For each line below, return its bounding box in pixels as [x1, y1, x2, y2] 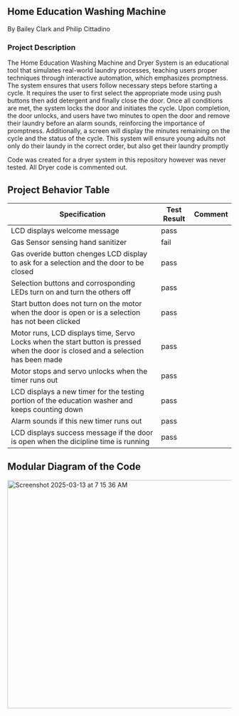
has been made [11, 354, 63, 364]
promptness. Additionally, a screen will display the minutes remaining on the [7, 127, 230, 135]
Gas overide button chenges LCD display [11, 248, 148, 258]
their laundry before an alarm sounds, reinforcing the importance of [7, 119, 206, 127]
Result [163, 214, 186, 223]
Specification [59, 209, 106, 219]
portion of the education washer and [11, 395, 133, 405]
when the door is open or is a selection [11, 307, 141, 317]
